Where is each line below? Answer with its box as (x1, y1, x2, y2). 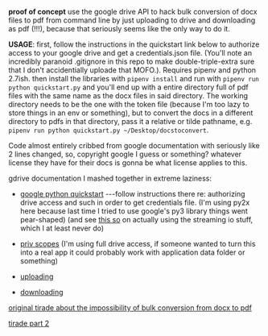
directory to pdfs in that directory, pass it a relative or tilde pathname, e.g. (8, 117, 253, 126)
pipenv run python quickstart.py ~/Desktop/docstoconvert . (8, 125, 209, 135)
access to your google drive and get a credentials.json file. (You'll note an (8, 48, 253, 57)
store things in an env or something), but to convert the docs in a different (8, 108, 254, 118)
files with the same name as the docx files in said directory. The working (8, 91, 248, 100)
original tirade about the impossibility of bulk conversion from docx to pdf (8, 303, 252, 313)
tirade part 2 (8, 318, 50, 328)
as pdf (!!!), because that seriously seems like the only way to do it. (8, 24, 231, 33)
